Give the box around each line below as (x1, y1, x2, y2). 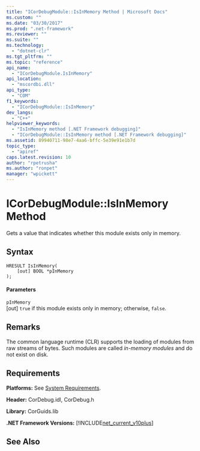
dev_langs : (6, 109, 34, 115)
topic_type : (6, 143, 36, 149)
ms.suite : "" (6, 37, 39, 43)
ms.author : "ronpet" (6, 165, 58, 171)
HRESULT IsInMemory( (6, 263, 58, 269)
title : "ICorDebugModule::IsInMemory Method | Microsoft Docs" (6, 8, 168, 15)
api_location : (6, 76, 42, 82)
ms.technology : (6, 43, 44, 49)
